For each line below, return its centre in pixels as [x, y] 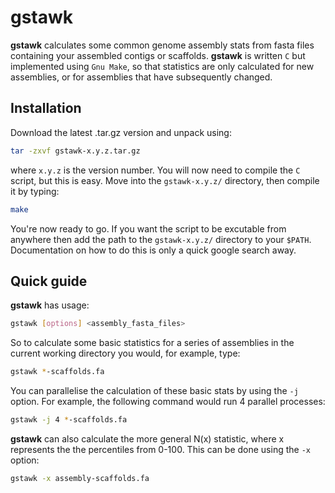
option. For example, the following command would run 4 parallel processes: [168, 402]
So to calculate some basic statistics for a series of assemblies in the [152, 343]
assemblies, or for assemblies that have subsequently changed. [141, 77]
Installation [46, 108]
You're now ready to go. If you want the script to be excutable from [148, 228]
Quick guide [49, 281]
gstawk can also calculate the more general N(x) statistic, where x [147, 438]
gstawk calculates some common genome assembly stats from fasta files [162, 45]
